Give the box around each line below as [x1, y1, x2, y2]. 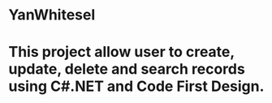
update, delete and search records [8, 60, 245, 79]
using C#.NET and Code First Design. [8, 77, 265, 96]
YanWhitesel [8, 6, 96, 24]
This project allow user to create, [8, 43, 235, 62]
